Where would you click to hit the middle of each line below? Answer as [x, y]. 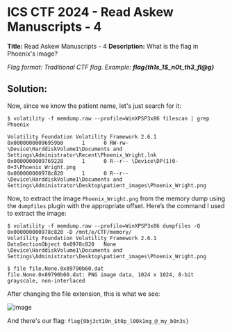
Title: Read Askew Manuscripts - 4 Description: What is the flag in [103, 46]
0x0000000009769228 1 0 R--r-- [68, 161]
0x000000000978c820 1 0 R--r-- [68, 173]
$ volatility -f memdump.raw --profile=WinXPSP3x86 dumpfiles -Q [103, 226]
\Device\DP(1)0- [155, 161]
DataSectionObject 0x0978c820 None [62, 244]
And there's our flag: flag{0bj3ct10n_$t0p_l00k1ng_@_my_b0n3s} [98, 320]
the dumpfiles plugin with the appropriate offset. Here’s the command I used [116, 205]
